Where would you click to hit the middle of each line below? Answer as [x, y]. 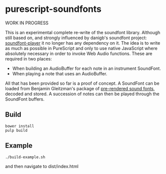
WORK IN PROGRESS [27, 23]
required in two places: [28, 58]
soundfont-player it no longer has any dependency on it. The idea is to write [83, 43]
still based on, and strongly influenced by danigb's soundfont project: [76, 38]
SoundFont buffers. [25, 99]
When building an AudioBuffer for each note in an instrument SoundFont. [86, 68]
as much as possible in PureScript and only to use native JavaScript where [81, 48]
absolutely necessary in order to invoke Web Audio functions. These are [79, 54]
